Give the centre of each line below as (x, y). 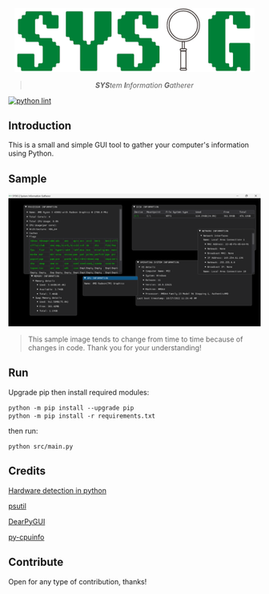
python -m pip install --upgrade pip (71, 408)
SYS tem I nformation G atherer (144, 85)
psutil (17, 506)
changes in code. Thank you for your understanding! (114, 348)
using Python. (31, 154)
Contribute (36, 562)
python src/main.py (41, 447)
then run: (23, 430)
